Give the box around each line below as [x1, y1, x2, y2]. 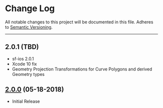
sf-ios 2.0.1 [12, 55, 34, 61]
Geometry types [12, 71, 45, 77]
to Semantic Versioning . [5, 24, 53, 30]
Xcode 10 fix [12, 61, 37, 67]
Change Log [5, 3, 55, 14]
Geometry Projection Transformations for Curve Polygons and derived [12, 66, 152, 72]
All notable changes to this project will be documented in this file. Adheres [5, 19, 154, 25]
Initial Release [12, 98, 40, 104]
